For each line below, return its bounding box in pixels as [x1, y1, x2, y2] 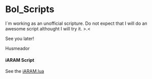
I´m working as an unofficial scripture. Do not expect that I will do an [5, 20, 148, 26]
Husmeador [5, 45, 30, 51]
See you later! [5, 35, 34, 42]
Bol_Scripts [5, 4, 55, 15]
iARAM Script [5, 57, 34, 63]
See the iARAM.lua [5, 68, 45, 74]
